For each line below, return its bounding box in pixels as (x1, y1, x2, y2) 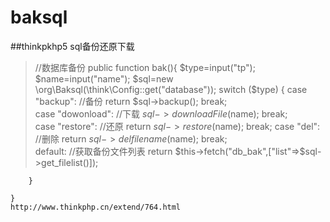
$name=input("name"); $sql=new (34, 72, 174, 85)
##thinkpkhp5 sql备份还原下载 (10, 40, 135, 52)
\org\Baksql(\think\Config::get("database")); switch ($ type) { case (34, 83, 308, 95)
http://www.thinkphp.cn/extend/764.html (10, 202, 182, 212)
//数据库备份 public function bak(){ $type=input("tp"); (34, 61, 256, 73)
